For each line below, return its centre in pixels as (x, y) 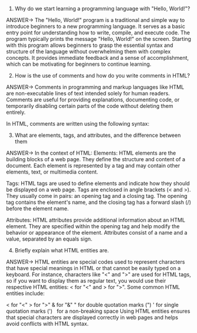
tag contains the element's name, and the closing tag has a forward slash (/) (99, 202)
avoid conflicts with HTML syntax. (47, 324)
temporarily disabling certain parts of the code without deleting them (90, 106)
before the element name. (37, 209)
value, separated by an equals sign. (49, 239)
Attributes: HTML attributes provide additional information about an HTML (96, 220)
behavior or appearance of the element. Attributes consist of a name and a (97, 233)
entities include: (25, 293)
